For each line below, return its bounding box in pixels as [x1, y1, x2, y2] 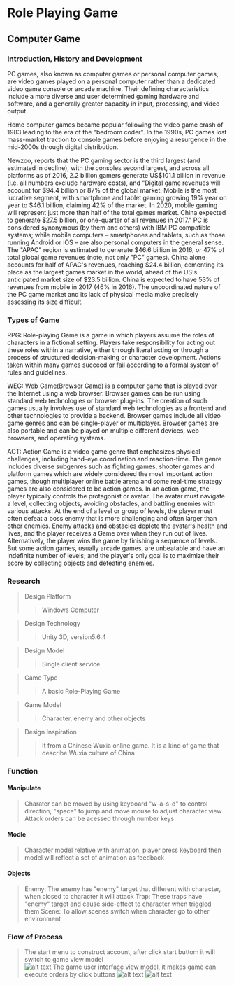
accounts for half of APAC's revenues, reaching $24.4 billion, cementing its [7, 260, 224, 269]
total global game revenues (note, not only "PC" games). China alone [7, 253, 206, 261]
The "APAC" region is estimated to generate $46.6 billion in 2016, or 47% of [7, 245, 225, 253]
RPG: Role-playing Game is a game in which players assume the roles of [7, 331, 215, 340]
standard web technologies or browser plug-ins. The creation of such [7, 397, 207, 405]
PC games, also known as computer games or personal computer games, [7, 69, 219, 78]
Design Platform [24, 592, 71, 601]
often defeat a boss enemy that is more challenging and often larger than [7, 515, 217, 523]
